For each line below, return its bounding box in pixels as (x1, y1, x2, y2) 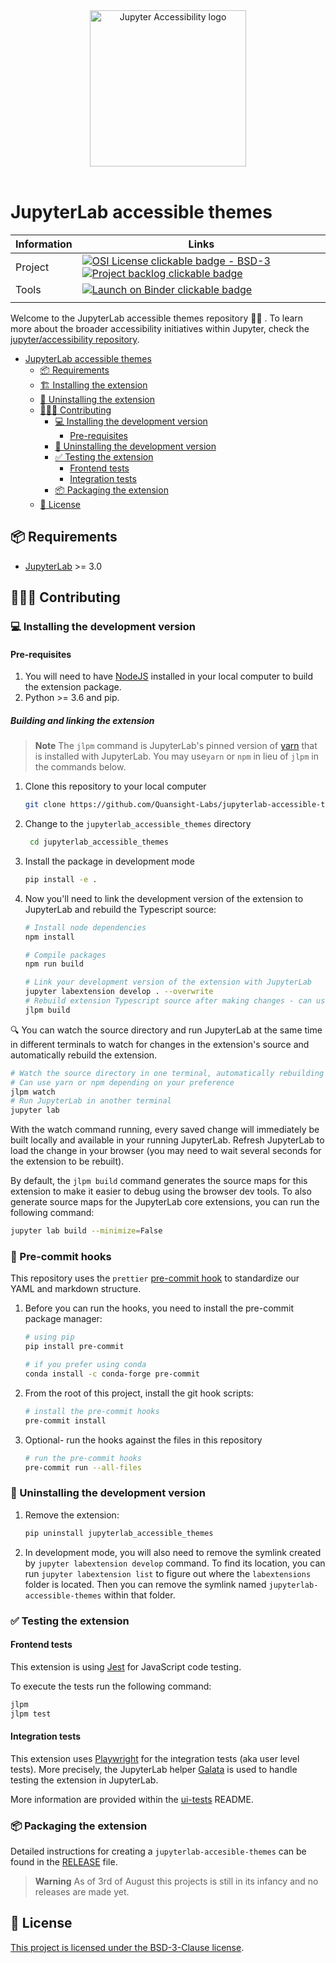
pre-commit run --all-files (24, 1462, 142, 1473)
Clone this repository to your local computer (24, 780, 207, 793)
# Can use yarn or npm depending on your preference (10, 1077, 235, 1088)
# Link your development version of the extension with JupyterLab (24, 977, 312, 988)
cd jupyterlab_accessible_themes (29, 837, 169, 848)
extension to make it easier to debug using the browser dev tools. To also (10, 1185, 312, 1198)
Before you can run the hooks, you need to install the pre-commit (24, 1302, 295, 1314)
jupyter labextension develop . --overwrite (24, 987, 214, 997)
